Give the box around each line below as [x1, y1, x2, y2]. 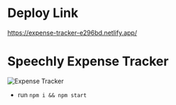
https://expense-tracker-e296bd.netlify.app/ [7, 28, 137, 37]
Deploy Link [7, 5, 79, 21]
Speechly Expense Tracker [7, 53, 169, 70]
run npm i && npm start [17, 90, 87, 99]
